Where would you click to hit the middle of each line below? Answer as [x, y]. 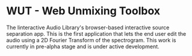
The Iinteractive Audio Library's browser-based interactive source [88, 27]
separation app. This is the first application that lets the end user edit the [96, 33]
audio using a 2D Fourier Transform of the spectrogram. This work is [91, 40]
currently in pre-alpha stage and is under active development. [83, 46]
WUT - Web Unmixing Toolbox [83, 11]
